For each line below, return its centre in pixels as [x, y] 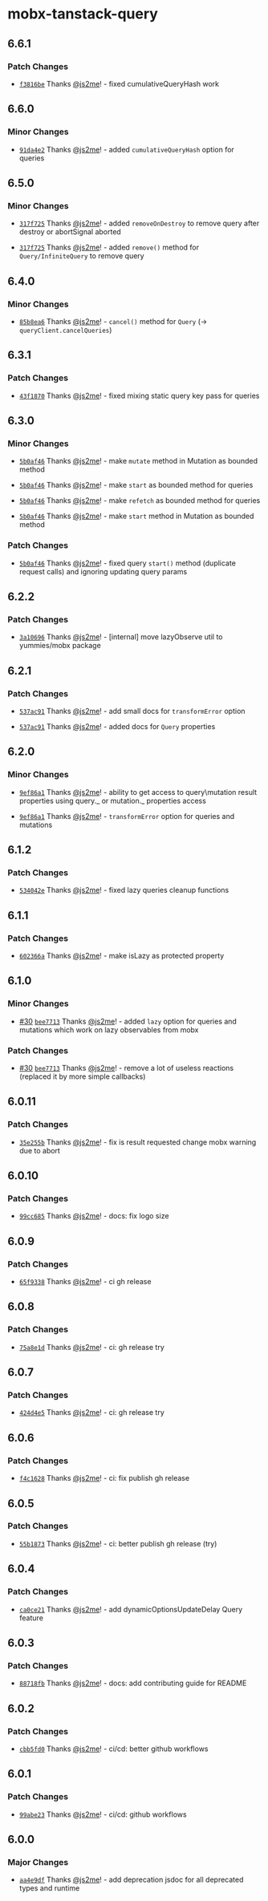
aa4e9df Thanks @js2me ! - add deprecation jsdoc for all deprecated [131, 1880]
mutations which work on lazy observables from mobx [109, 1030]
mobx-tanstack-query [83, 14]
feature [31, 1618]
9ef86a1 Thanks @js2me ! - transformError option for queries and [127, 816]
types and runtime [49, 1888]
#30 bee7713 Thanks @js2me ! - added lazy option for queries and [128, 1021]
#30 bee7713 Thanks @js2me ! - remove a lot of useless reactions [126, 1068]
